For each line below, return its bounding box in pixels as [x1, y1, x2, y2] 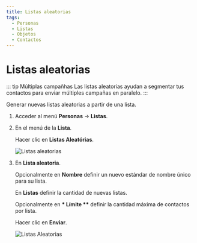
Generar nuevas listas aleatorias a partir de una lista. [6, 101, 136, 108]
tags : [6, 14, 20, 21]
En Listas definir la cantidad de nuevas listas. [14, 189, 127, 196]
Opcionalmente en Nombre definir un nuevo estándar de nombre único [14, 171, 191, 178]
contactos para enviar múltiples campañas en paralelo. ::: [6, 89, 148, 96]
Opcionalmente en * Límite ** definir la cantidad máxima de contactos [14, 200, 190, 208]
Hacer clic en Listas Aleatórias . [14, 136, 94, 143]
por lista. [14, 207, 37, 214]
